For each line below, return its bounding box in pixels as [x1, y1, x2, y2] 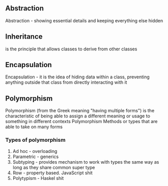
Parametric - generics [12, 153, 59, 160]
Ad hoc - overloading [12, 148, 58, 154]
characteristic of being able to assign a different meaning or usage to [5, 113, 150, 119]
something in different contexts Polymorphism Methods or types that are [5, 118, 158, 125]
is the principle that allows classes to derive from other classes [5, 46, 137, 52]
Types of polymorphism [5, 137, 66, 144]
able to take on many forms [5, 124, 63, 130]
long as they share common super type [12, 164, 95, 170]
